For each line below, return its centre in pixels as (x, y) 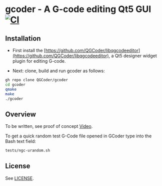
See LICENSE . (19, 178)
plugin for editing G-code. (39, 61)
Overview (21, 114)
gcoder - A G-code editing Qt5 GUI (78, 9)
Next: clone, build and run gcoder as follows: (58, 71)
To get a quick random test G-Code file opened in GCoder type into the (78, 136)
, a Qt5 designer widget (133, 56)
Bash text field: (21, 141)
